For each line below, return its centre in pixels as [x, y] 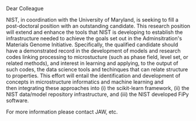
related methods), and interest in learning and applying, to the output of [92, 63]
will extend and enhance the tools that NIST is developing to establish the [94, 32]
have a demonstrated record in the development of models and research [94, 51]
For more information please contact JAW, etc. [62, 112]
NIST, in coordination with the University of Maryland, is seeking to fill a [92, 20]
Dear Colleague [25, 8]
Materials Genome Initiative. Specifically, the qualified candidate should [92, 44]
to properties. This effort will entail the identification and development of [93, 76]
